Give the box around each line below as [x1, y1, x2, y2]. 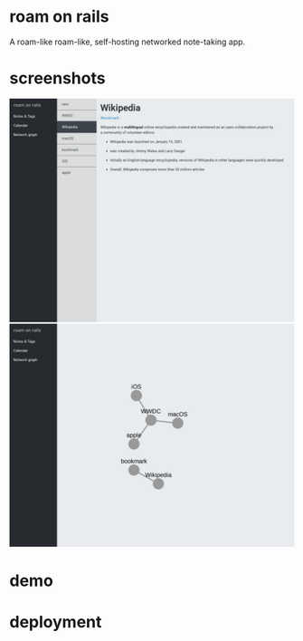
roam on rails [9, 6, 109, 27]
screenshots [9, 68, 106, 89]
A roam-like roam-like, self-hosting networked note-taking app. [9, 36, 246, 47]
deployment [9, 611, 102, 632]
